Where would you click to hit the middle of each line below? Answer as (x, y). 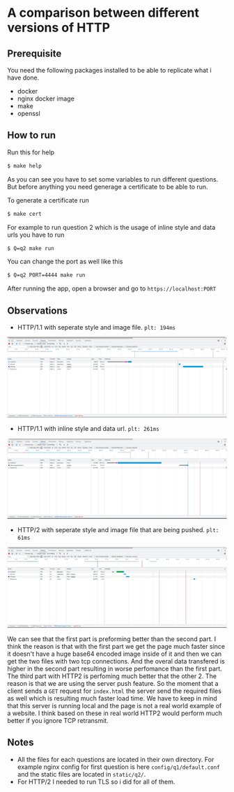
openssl (29, 113)
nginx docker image (46, 98)
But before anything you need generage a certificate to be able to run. (108, 186)
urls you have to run (36, 235)
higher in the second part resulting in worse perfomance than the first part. (115, 669)
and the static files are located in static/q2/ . (81, 774)
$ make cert (24, 214)
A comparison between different (103, 13)
